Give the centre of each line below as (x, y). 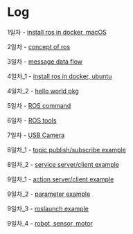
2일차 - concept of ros (39, 46)
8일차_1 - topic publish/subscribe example (66, 150)
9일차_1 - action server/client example (61, 179)
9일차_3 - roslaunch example (48, 208)
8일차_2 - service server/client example (63, 164)
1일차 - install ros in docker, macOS (57, 32)
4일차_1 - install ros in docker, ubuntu (60, 76)
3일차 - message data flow (45, 61)
